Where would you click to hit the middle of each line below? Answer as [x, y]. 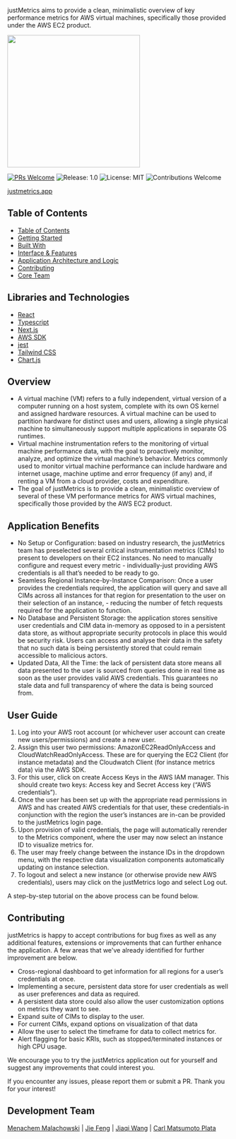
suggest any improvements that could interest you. [81, 1067]
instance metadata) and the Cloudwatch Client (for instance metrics [116, 763]
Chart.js [29, 359]
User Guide [33, 715]
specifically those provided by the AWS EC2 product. [95, 503]
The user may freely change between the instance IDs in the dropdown [121, 852]
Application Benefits [54, 526]
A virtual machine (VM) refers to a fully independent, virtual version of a [122, 399]
